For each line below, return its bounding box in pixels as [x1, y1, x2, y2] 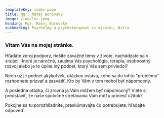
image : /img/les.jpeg [5, 16, 50, 21]
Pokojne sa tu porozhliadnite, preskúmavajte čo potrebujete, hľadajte [5, 102, 145, 108]
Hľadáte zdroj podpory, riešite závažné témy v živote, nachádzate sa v [5, 53, 149, 59]
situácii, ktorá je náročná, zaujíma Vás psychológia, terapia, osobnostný [5, 58, 151, 64]
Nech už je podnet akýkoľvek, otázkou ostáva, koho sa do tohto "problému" [5, 73, 160, 79]
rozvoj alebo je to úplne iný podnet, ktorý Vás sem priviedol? [5, 63, 128, 69]
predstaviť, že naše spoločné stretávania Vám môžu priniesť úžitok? [5, 93, 143, 99]
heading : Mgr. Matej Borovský [5, 21, 68, 26]
